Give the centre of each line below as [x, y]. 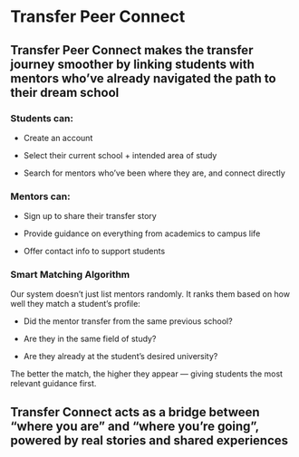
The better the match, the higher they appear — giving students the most [147, 374]
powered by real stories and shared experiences [149, 440]
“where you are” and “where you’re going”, [135, 426]
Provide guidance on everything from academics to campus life [142, 233]
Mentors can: [40, 196]
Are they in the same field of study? [90, 339]
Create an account [58, 138]
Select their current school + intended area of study [120, 155]
